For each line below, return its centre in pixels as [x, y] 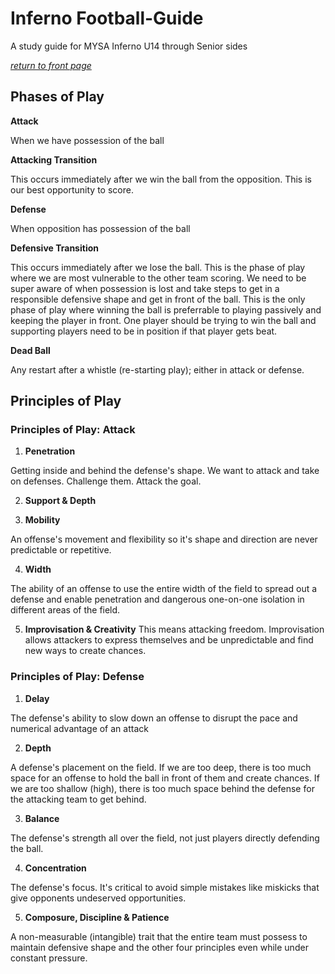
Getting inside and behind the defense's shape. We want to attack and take [165, 471]
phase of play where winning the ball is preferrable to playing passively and [166, 309]
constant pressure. [49, 958]
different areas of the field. [65, 610]
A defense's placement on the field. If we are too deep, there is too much [161, 767]
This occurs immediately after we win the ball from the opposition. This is [161, 179]
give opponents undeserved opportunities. [98, 898]
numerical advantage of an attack [79, 728]
